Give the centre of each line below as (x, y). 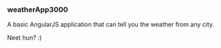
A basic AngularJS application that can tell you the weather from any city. (111, 25)
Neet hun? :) (25, 38)
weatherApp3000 (38, 10)
